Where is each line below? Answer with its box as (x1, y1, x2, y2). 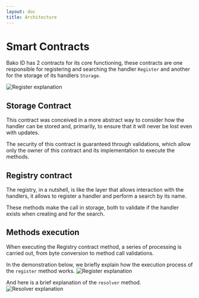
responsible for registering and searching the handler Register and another (6, 66, 190, 73)
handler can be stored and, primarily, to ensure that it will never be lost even (6, 123, 192, 130)
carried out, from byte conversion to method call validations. (6, 249, 154, 256)
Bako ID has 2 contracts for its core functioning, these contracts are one (6, 59, 183, 66)
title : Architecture (6, 14, 58, 20)
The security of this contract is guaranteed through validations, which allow (6, 141, 191, 148)
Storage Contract (6, 100, 72, 110)
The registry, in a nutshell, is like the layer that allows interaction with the (6, 186, 184, 194)
